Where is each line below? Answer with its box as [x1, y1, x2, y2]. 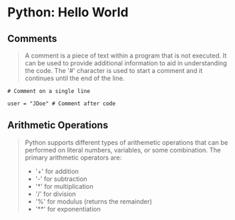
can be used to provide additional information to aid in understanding [24, 59, 227, 67]
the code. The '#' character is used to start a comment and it [24, 67, 203, 75]
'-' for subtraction [35, 175, 87, 183]
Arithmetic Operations [7, 119, 109, 131]
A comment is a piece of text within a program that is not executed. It [24, 51, 227, 60]
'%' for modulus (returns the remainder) [35, 197, 153, 206]
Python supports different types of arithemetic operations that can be [24, 138, 229, 146]
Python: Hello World [7, 4, 129, 21]
